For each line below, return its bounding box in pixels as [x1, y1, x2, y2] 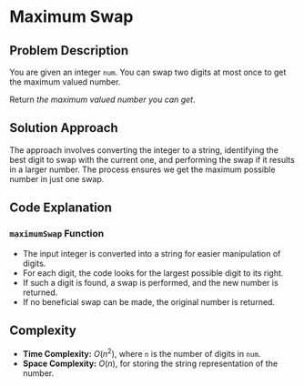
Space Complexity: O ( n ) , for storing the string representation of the [22, 358, 279, 369]
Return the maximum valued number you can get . [9, 94, 196, 105]
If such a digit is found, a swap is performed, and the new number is [22, 277, 279, 288]
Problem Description [9, 43, 129, 58]
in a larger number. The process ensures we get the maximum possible [9, 164, 276, 175]
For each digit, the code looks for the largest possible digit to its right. [22, 267, 284, 279]
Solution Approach [9, 120, 118, 136]
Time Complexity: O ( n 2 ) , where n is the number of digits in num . [22, 347, 261, 359]
